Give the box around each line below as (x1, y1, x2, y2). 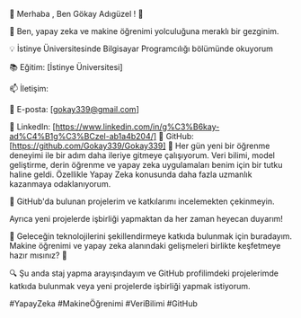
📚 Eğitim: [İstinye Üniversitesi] (9, 62, 123, 72)
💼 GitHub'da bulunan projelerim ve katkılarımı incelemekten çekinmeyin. (9, 196, 275, 207)
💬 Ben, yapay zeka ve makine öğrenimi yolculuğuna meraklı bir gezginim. (9, 26, 279, 36)
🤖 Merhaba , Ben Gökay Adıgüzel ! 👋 (9, 9, 144, 19)
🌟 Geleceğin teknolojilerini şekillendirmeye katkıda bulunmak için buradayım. (9, 231, 293, 242)
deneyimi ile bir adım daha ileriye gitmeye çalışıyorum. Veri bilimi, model (9, 150, 276, 161)
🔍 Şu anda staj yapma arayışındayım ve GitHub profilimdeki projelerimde (9, 268, 279, 278)
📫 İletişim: (9, 84, 49, 93)
